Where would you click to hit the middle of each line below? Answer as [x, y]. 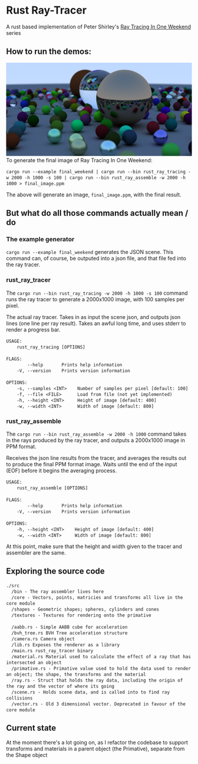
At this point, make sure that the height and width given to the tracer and [94, 547]
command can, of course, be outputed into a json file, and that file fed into [96, 259]
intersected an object [34, 663]
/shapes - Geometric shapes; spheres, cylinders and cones [85, 609]
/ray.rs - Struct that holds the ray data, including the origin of [97, 680]
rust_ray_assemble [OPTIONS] [52, 488]
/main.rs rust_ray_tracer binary [52, 651]
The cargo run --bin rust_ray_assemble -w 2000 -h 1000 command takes [96, 434]
